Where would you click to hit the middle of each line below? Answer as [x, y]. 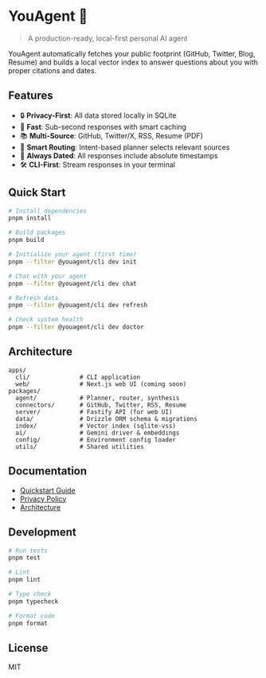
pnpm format [28, 623]
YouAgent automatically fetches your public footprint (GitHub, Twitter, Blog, [132, 53]
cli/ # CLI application [78, 377]
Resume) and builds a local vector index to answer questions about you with [133, 62]
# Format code [32, 616]
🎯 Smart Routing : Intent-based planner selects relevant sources [125, 147]
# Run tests [28, 551]
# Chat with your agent [48, 276]
